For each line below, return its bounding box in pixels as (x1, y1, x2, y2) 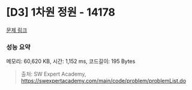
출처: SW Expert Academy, (20, 70, 86, 78)
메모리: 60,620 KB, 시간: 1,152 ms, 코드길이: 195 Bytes (6, 58, 136, 65)
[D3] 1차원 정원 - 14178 (6, 5, 116, 19)
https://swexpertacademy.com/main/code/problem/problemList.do (20, 77, 187, 85)
